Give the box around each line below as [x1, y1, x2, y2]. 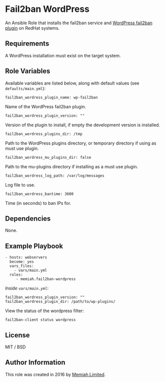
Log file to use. [5, 182, 35, 188]
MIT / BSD [5, 344, 26, 350]
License [5, 331, 30, 339]
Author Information [5, 358, 66, 367]
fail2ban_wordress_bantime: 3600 [5, 191, 74, 196]
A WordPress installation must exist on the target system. [5, 52, 121, 58]
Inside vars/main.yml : [5, 286, 49, 291]
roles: [9, 272, 23, 278]
